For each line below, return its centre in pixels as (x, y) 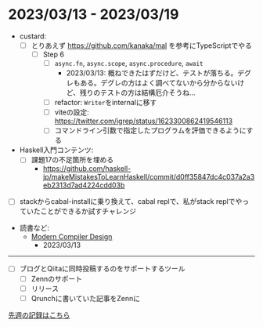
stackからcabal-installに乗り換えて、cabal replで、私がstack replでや (131, 202)
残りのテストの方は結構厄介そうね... (137, 93)
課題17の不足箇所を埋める (72, 160)
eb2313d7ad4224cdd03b (84, 185)
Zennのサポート (57, 278)
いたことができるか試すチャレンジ (81, 211)
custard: (33, 36)
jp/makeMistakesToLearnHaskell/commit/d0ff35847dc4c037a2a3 (149, 177)
